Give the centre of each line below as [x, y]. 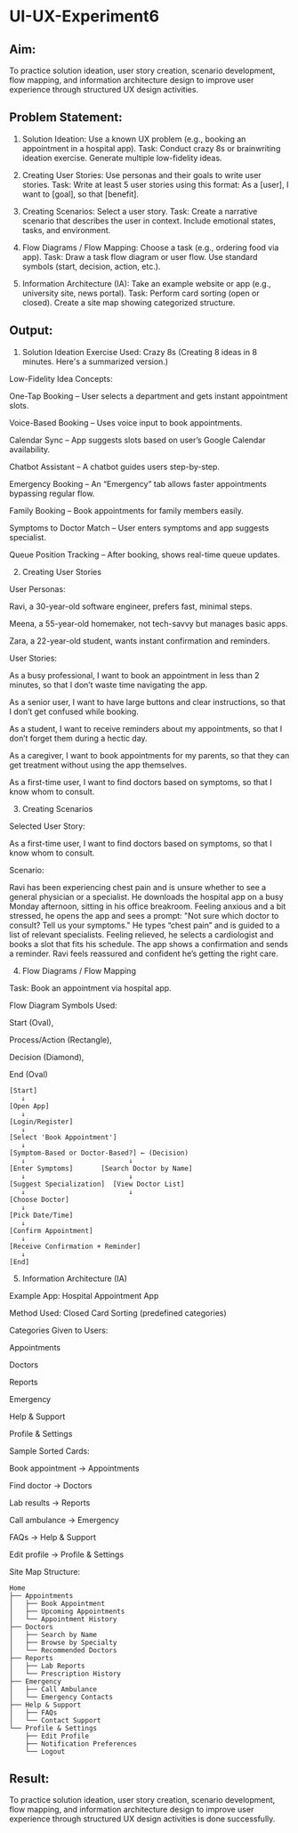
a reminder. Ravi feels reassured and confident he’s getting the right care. [144, 953]
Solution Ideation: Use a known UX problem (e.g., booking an [134, 139]
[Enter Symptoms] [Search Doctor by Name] [101, 1168]
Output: [31, 331]
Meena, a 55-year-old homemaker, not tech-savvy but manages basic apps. [149, 623]
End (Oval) [29, 1074]
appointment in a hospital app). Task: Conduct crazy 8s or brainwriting [151, 148]
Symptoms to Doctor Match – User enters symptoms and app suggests [139, 528]
